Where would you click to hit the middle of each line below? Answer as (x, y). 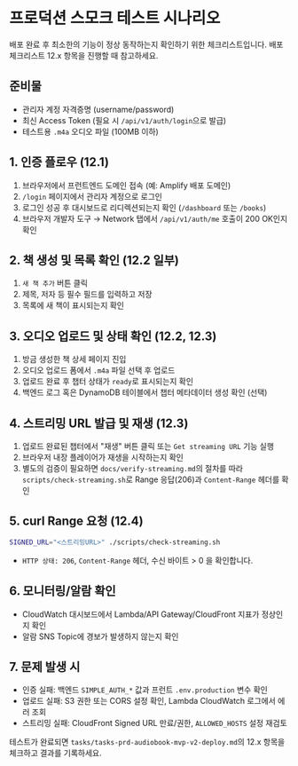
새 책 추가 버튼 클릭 (55, 283)
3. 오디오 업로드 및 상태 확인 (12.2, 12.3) (113, 336)
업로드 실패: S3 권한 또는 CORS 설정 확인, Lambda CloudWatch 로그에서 (149, 701)
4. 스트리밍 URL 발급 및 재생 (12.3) (99, 423)
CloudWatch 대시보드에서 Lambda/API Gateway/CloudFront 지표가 (141, 614)
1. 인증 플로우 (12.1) (59, 162)
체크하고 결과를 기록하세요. (55, 753)
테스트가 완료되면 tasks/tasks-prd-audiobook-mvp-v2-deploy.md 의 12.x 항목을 (147, 742)
